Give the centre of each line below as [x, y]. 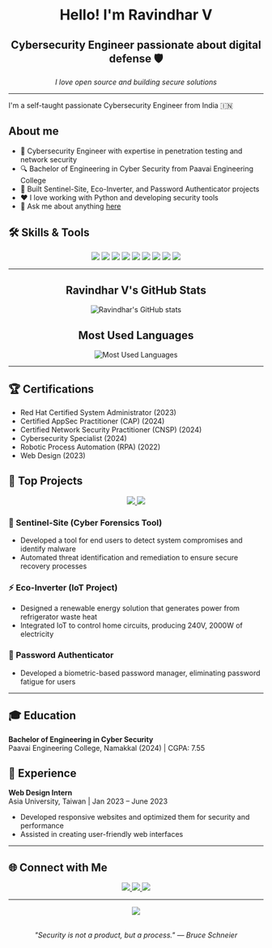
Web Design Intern [40, 793]
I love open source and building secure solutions [136, 82]
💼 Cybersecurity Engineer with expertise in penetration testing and [131, 151]
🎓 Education [42, 716]
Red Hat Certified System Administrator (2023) [98, 413]
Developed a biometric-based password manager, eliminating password [140, 673]
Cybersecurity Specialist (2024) [73, 439]
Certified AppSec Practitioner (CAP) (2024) [92, 421]
